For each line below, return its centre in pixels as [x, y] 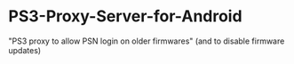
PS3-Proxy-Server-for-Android [125, 16]
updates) [25, 50]
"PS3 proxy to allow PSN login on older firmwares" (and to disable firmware [147, 41]
